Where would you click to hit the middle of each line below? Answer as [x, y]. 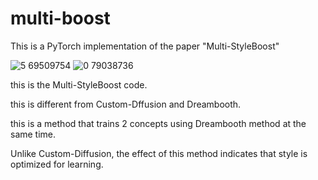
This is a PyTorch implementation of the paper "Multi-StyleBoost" [145, 46]
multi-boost [60, 18]
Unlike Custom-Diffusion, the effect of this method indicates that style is [159, 153]
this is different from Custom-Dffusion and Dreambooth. [126, 104]
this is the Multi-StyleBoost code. [79, 84]
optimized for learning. [57, 164]
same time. [33, 134]
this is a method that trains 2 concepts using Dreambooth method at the [158, 123]
